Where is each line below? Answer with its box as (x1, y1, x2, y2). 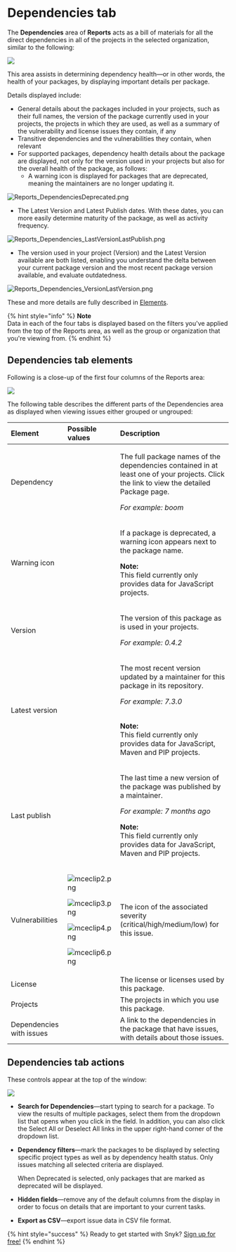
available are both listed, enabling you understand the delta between (17, 256, 216, 264)
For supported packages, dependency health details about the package (17, 149, 225, 157)
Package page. (119, 487, 170, 496)
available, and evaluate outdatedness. (17, 270, 128, 279)
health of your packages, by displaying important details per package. (7, 77, 210, 86)
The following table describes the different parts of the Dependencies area (7, 400, 223, 408)
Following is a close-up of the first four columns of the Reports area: (7, 373, 205, 381)
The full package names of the (119, 452, 221, 461)
